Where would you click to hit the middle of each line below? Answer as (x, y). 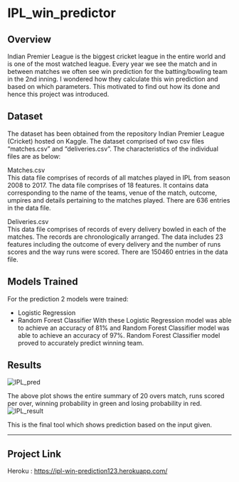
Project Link (34, 454)
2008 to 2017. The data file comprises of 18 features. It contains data (108, 185)
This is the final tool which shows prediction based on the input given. (110, 425)
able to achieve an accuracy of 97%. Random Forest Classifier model (119, 335)
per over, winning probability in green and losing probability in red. (105, 404)
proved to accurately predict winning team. (81, 343)
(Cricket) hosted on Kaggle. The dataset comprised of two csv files (106, 141)
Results (25, 365)
